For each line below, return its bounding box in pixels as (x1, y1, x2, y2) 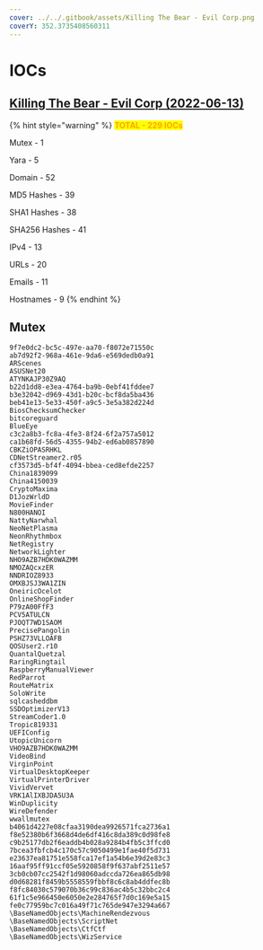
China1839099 (9, 469, 58, 479)
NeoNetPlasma (9, 524, 58, 533)
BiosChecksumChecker (9, 406, 87, 416)
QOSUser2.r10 (9, 642, 58, 651)
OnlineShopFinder (9, 594, 75, 604)
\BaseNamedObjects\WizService (9, 933, 123, 942)
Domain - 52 (9, 172, 56, 182)
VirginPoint (9, 760, 54, 769)
